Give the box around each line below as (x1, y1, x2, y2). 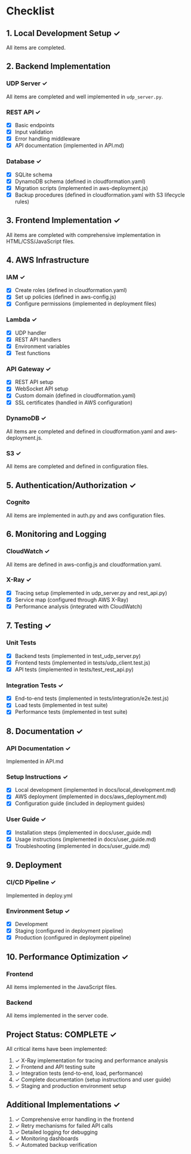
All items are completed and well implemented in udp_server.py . (6, 93, 163, 100)
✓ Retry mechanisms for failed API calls (14, 1122, 113, 1129)
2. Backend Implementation (6, 61, 111, 71)
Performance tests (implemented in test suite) (14, 708, 128, 716)
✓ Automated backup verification (14, 1141, 97, 1148)
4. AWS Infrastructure (6, 255, 90, 265)
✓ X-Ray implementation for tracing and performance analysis (14, 1057, 168, 1064)
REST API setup (14, 378, 54, 386)
